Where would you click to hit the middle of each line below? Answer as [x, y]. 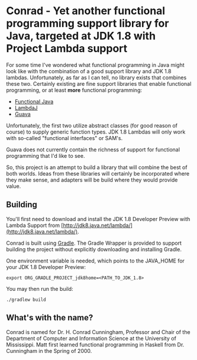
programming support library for [88, 23]
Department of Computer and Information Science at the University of [91, 338]
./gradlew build [26, 300]
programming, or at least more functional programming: [74, 90]
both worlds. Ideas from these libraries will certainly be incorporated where [98, 173]
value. [14, 186]
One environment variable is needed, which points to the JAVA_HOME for [96, 261]
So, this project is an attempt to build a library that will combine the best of [97, 167]
